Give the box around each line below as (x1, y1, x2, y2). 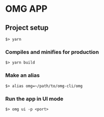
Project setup (5, 23, 49, 32)
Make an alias (5, 72, 40, 79)
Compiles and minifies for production (5, 48, 99, 55)
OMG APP (5, 3, 48, 15)
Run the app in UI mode (5, 95, 63, 102)
